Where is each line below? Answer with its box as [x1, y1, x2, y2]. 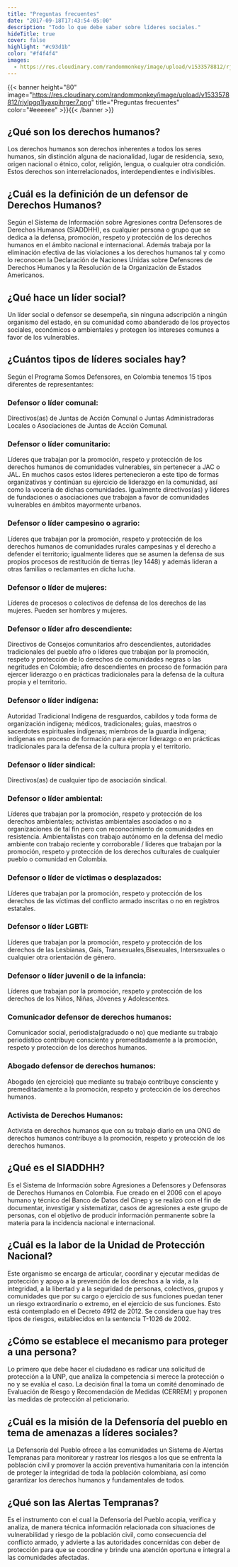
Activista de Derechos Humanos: [7, 1110, 123, 1120]
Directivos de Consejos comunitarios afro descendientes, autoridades [7, 640, 211, 649]
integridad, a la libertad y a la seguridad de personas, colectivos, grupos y [7, 1284, 225, 1293]
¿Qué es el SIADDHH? [7, 1162, 105, 1174]
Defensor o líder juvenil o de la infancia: [7, 971, 147, 981]
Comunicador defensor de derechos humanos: [7, 1012, 172, 1022]
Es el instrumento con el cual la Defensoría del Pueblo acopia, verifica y [7, 1515, 217, 1524]
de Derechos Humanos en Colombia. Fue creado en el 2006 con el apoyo [7, 1188, 222, 1197]
